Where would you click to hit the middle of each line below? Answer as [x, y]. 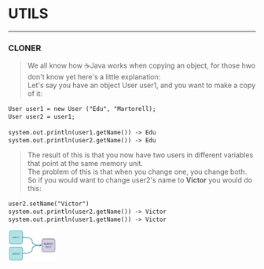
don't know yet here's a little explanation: [94, 77]
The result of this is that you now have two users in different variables [140, 155]
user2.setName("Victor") [49, 204]
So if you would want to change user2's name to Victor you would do [140, 180]
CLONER [25, 48]
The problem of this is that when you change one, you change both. [137, 172]
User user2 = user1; [42, 117]
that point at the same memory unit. [85, 164]
